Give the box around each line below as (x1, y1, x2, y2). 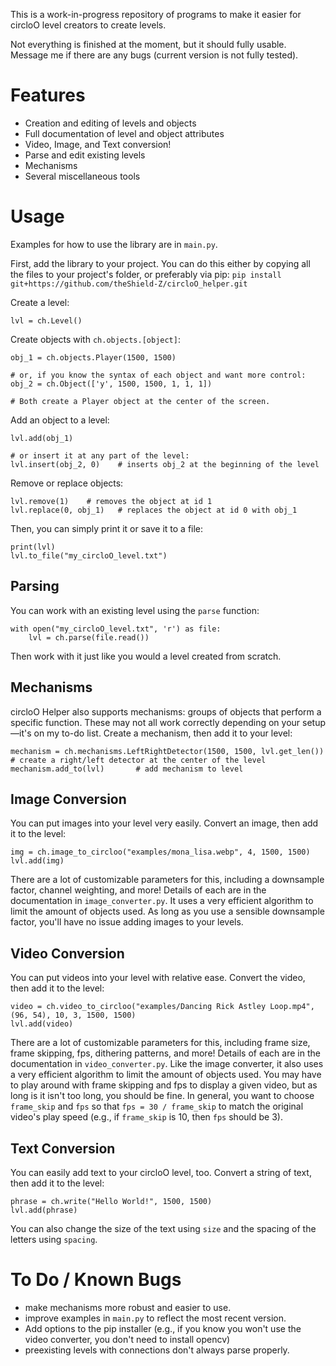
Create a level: (10, 296, 70, 308)
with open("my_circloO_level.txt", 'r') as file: (10, 624, 222, 634)
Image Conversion (10, 790, 127, 808)
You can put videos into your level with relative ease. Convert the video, (10, 972, 306, 984)
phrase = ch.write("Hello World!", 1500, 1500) (10, 1196, 213, 1206)
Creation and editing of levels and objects (24, 117, 197, 129)
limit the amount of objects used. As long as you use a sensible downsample (10, 905, 325, 918)
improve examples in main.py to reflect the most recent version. (24, 1312, 287, 1324)
